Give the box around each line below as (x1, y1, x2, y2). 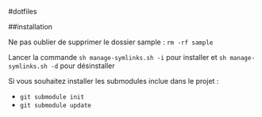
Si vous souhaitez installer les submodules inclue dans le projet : (8, 77, 219, 85)
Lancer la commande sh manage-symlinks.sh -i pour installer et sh (8, 53, 227, 62)
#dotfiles (8, 7, 37, 16)
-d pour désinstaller (50, 61, 115, 70)
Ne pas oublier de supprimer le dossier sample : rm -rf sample (8, 37, 214, 47)
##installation (8, 22, 53, 31)
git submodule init (19, 93, 85, 101)
